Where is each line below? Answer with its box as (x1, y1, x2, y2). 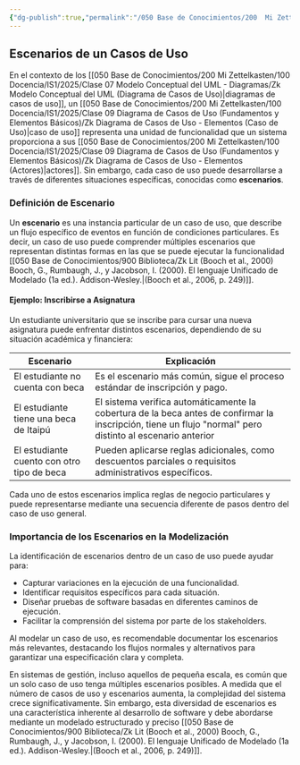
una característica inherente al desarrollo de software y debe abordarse (9, 708, 274, 718)
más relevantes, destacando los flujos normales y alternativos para (9, 642, 256, 653)
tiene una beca (13, 412, 77, 425)
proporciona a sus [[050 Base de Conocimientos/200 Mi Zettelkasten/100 (9, 136, 279, 148)
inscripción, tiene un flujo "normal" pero (95, 418, 262, 430)
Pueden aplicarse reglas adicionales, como (95, 444, 275, 456)
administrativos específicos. (95, 466, 212, 479)
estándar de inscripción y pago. (95, 381, 228, 394)
